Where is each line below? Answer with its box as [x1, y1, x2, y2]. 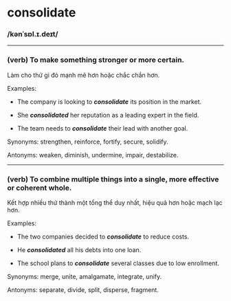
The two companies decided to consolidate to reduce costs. [16, 232, 190, 241]
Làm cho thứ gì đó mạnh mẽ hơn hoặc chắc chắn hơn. [7, 71, 160, 79]
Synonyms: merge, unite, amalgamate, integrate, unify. [7, 273, 162, 281]
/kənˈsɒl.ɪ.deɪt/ [7, 30, 58, 39]
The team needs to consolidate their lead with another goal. [16, 124, 188, 132]
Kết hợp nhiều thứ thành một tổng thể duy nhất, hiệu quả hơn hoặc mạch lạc [7, 199, 223, 207]
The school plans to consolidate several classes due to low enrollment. [16, 259, 220, 267]
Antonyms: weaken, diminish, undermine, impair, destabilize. [7, 150, 179, 159]
